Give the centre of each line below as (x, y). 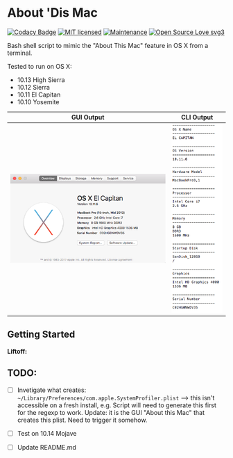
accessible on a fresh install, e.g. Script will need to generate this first (117, 405)
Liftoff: (17, 351)
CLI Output (197, 117)
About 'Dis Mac (53, 13)
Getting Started (41, 335)
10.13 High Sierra (41, 80)
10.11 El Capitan (39, 95)
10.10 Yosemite (38, 101)
